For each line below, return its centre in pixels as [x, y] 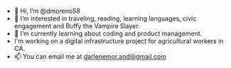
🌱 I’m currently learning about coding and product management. [108, 33]
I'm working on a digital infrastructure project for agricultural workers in [119, 41]
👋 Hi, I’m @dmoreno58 [47, 11]
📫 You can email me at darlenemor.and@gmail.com [90, 56]
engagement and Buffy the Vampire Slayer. [77, 26]
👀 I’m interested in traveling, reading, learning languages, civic [105, 18]
